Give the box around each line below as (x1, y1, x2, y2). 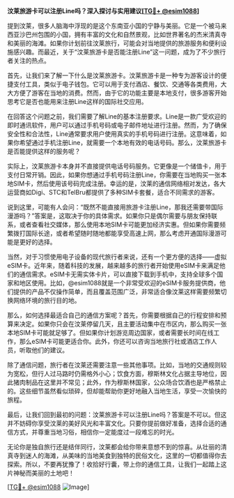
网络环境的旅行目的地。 (13, 296, 81, 304)
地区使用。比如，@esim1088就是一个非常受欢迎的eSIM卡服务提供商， (19, 279, 220, 287)
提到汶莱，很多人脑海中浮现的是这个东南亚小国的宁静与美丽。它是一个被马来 (7, 22, 227, 30)
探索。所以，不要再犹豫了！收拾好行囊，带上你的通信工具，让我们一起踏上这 (7, 460, 227, 468)
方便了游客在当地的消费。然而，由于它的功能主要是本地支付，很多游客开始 (13, 89, 227, 97)
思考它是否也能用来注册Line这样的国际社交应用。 (7, 98, 148, 105)
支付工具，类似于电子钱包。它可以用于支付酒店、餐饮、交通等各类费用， (13, 80, 221, 88)
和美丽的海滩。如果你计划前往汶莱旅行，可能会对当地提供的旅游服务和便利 (7, 39, 221, 47)
